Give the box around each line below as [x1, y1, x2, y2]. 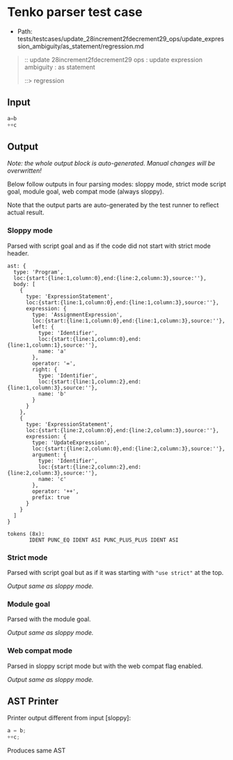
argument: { [32, 451, 67, 458]
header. [7, 248, 29, 258]
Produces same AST [7, 746, 66, 755]
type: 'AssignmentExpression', [32, 311, 123, 318]
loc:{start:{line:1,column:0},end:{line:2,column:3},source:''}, [13, 274, 207, 282]
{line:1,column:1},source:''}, [7, 342, 98, 349]
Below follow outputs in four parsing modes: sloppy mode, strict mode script [7, 180, 227, 189]
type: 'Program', [13, 269, 64, 276]
